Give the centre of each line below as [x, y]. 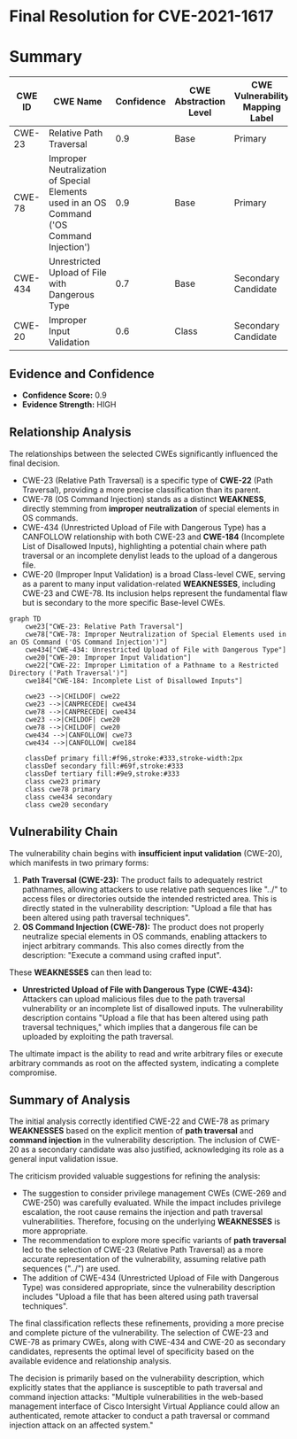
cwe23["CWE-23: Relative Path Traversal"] [104, 626]
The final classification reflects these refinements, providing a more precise [147, 1323]
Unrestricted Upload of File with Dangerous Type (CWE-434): [137, 989]
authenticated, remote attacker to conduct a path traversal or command [139, 1416]
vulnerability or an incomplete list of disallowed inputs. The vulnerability [152, 1008]
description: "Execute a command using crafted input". [122, 955]
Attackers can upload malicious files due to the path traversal [133, 999]
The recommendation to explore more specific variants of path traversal [154, 1241]
